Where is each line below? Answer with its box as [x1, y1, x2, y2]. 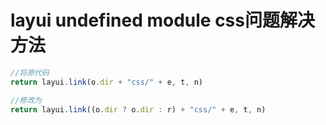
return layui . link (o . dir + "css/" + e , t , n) [10, 77, 203, 87]
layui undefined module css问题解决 [10, 9, 315, 32]
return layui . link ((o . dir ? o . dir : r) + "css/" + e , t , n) [10, 104, 267, 115]
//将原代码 [10, 67, 50, 78]
